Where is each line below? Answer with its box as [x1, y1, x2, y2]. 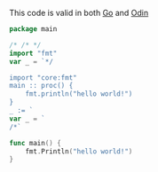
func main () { [9, 138, 62, 147]
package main [9, 25, 58, 34]
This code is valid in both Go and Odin [9, 8, 149, 18]
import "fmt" [9, 49, 58, 58]
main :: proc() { [9, 82, 74, 90]
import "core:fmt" [9, 73, 77, 82]
